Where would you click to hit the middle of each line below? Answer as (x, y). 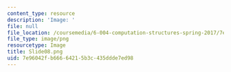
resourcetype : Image (37, 45)
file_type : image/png (38, 39)
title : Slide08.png (35, 52)
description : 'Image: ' (41, 20)
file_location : (29, 33)
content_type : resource (41, 13)
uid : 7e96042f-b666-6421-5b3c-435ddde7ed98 (70, 58)
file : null (23, 26)
